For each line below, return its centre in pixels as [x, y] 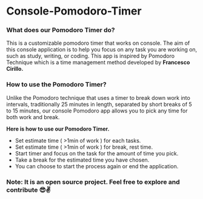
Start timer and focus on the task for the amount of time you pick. [97, 153]
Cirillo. [15, 69]
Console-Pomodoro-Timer [74, 11]
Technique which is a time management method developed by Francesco [98, 62]
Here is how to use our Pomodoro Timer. [58, 129]
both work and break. [33, 117]
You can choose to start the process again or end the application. [97, 166]
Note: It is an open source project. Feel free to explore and [93, 181]
